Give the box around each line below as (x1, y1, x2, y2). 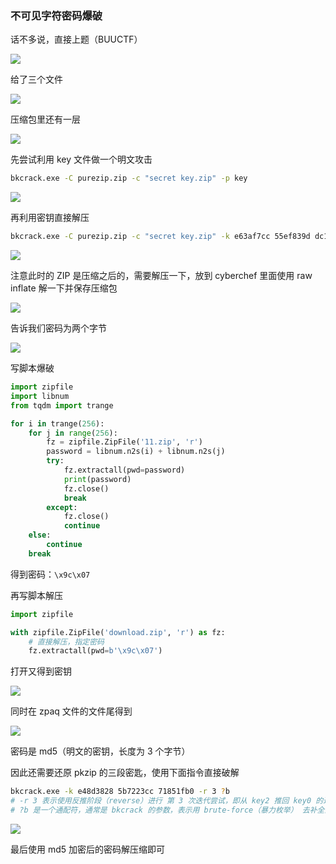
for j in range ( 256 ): (28, 428, 118, 438)
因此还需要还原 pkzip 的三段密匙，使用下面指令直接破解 (10, 767, 240, 779)
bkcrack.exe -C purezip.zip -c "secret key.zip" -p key (10, 173, 248, 184)
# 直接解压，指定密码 (28, 637, 105, 647)
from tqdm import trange (10, 400, 114, 411)
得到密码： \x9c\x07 (10, 568, 91, 580)
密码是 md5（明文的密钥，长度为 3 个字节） (10, 745, 191, 757)
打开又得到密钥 (10, 665, 72, 677)
